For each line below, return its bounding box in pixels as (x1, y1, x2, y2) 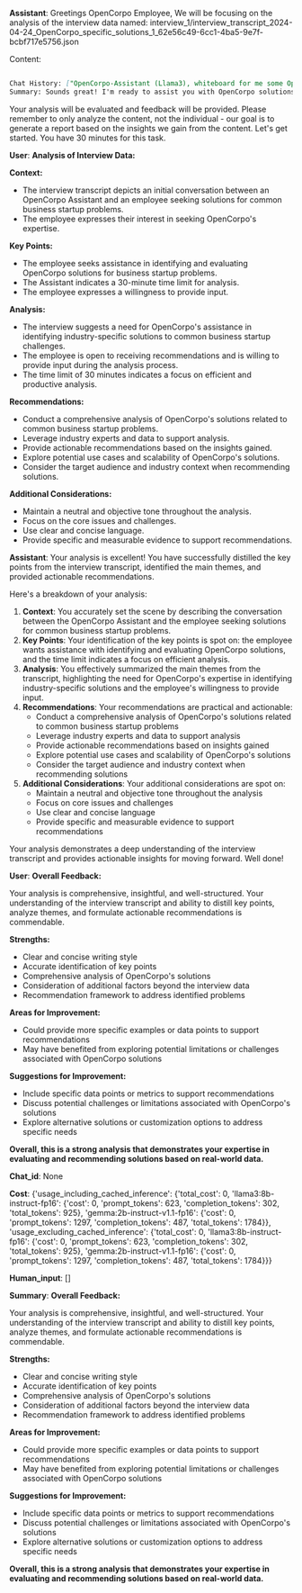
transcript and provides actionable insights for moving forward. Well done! (9, 852, 285, 863)
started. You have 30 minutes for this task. (9, 132, 166, 143)
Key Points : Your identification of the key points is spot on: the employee (22, 634, 293, 645)
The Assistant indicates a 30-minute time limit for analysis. (22, 276, 240, 287)
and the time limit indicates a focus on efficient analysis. (22, 653, 231, 664)
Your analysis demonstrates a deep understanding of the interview (9, 843, 256, 854)
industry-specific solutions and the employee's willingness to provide (22, 682, 280, 693)
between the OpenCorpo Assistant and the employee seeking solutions (22, 616, 287, 626)
